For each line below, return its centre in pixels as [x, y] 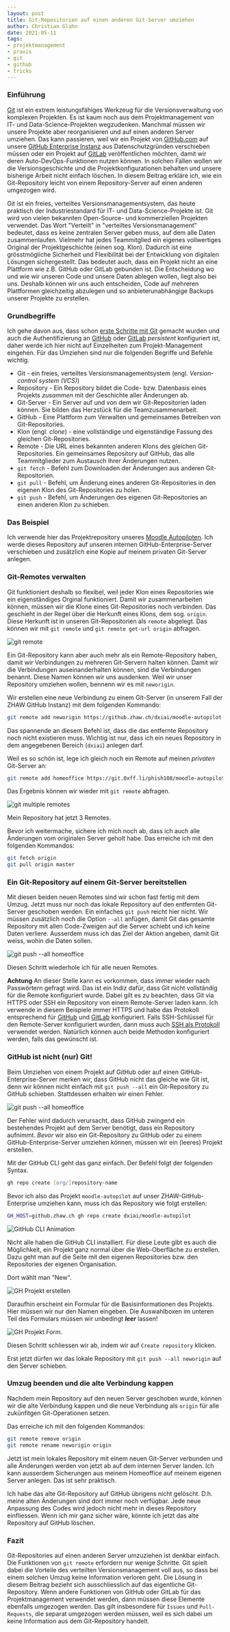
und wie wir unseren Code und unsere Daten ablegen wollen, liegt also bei [112, 276]
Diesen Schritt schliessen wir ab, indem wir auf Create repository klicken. [112, 1345]
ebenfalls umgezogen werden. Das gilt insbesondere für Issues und [103, 1606]
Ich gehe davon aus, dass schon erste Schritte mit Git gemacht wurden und [114, 331]
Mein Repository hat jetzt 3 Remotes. [59, 818]
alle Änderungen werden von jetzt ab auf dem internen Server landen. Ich [111, 1465]
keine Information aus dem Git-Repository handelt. [78, 1621]
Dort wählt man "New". [39, 1277]
